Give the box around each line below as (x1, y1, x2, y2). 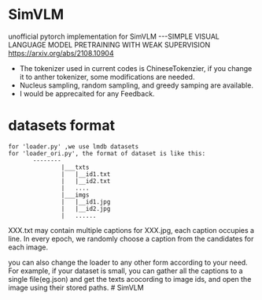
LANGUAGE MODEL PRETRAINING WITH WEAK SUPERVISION (8, 39, 211, 49)
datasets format (8, 117, 116, 135)
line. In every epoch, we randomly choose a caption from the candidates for (8, 234, 254, 243)
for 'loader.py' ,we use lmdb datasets (8, 142, 139, 151)
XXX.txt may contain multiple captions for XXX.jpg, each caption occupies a (8, 225, 254, 234)
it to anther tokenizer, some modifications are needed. (19, 72, 195, 81)
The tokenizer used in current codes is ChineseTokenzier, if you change (19, 63, 253, 73)
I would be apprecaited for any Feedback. (19, 88, 155, 98)
